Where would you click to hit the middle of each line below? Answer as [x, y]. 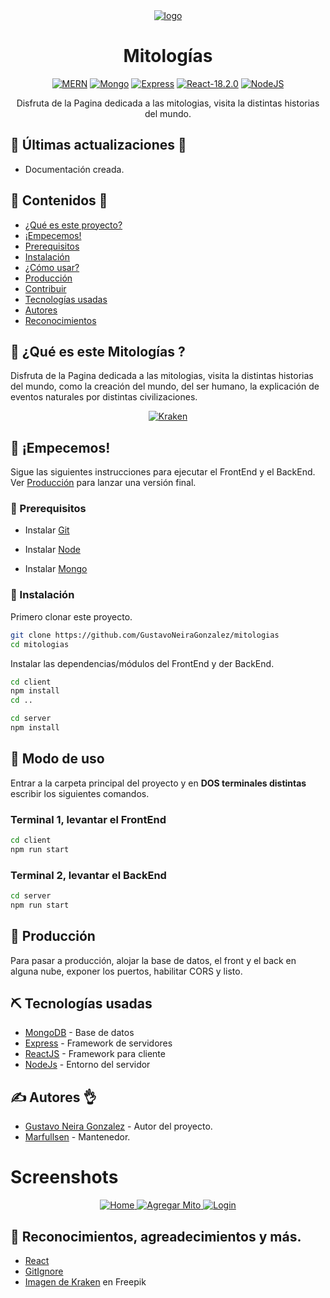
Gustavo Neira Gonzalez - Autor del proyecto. [118, 1126]
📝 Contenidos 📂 [59, 200]
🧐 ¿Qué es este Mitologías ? [98, 351]
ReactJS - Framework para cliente [95, 1054]
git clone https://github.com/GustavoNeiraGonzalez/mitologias [145, 635]
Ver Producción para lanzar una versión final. [103, 483]
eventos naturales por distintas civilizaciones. [104, 397]
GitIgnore [44, 1271]
